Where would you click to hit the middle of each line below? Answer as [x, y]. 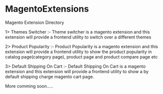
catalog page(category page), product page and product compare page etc [81, 56]
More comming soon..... [29, 86]
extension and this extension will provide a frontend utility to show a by [77, 71]
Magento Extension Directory [35, 22]
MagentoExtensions [47, 9]
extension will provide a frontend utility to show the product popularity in [79, 52]
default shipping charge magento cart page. [50, 76]
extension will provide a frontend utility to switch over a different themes [78, 37]
